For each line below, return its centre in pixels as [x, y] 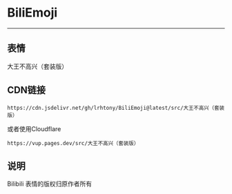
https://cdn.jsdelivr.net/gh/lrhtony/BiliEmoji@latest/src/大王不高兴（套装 [116, 108]
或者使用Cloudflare [34, 128]
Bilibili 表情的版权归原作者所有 [50, 184]
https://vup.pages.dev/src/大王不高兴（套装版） [73, 143]
